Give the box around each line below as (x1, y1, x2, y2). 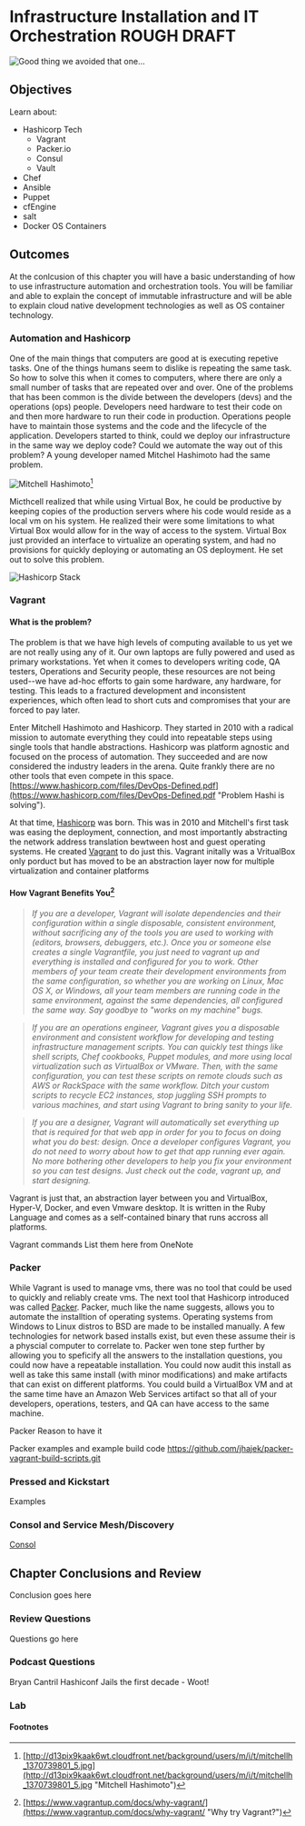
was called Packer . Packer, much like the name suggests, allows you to (9, 1302, 275, 1312)
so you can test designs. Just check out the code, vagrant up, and (31, 1165, 281, 1176)
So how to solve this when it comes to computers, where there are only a (9, 372, 283, 383)
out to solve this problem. (9, 554, 104, 564)
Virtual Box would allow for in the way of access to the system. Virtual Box (9, 524, 288, 535)
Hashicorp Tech (22, 124, 83, 135)
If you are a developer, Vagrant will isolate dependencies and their (31, 907, 281, 919)
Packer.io (35, 143, 72, 154)
